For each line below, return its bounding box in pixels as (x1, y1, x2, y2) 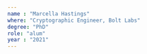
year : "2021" (7, 36, 49, 43)
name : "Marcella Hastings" (7, 10, 90, 18)
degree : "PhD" (7, 23, 49, 30)
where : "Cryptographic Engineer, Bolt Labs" (7, 17, 141, 24)
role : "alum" (7, 29, 46, 37)
